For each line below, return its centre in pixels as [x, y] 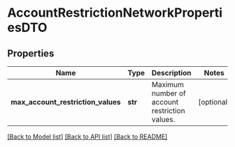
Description [171, 73]
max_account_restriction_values [66, 102]
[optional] [214, 102]
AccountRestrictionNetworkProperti [115, 13]
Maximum [168, 85]
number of [169, 93]
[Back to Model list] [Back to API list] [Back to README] [87, 137]
